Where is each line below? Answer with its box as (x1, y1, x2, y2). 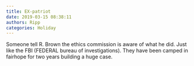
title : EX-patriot (6, 8, 51, 15)
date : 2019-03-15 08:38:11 (6, 14, 72, 20)
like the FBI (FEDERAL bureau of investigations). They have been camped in (6, 47, 188, 54)
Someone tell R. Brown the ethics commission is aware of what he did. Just (6, 41, 187, 48)
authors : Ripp (6, 19, 41, 25)
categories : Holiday (6, 25, 57, 31)
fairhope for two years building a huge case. (6, 53, 113, 60)
